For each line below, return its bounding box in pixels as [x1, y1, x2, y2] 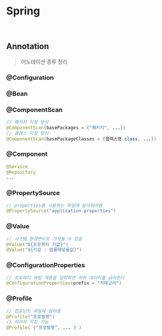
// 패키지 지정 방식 [6, 119, 49, 125]
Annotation [6, 41, 50, 52]
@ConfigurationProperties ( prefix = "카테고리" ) [6, 280, 122, 286]
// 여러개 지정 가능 [6, 319, 49, 325]
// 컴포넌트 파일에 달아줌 [6, 308, 61, 314]
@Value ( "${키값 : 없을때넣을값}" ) [6, 247, 82, 253]
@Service [6, 164, 28, 169]
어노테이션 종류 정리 [20, 58, 68, 65]
